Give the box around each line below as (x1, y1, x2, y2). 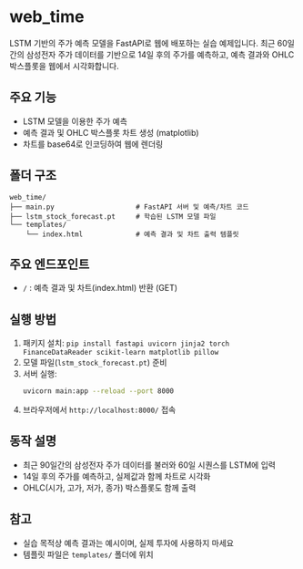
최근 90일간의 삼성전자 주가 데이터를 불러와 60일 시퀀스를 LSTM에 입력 (22, 459, 276, 471)
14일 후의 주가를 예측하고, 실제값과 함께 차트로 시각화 (22, 471, 211, 481)
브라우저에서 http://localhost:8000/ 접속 (22, 404, 177, 416)
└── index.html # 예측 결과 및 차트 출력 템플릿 (25, 230, 239, 239)
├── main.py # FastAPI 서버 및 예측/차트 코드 (9, 202, 249, 212)
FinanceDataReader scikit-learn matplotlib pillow (22, 348, 219, 357)
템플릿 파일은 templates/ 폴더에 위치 (22, 549, 154, 560)
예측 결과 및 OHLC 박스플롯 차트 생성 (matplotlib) (22, 127, 199, 138)
